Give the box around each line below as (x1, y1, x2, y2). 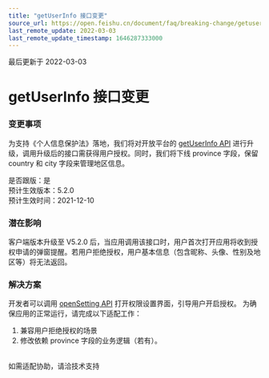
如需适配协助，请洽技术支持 (8, 361, 100, 371)
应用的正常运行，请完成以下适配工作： (14, 309, 142, 319)
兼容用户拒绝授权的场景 (19, 326, 98, 336)
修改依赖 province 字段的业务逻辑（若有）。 (19, 336, 163, 345)
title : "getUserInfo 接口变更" (8, 11, 108, 20)
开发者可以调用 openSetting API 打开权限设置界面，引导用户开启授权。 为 (8, 299, 251, 308)
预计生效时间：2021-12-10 (8, 195, 94, 205)
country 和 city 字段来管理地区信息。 (8, 158, 130, 168)
